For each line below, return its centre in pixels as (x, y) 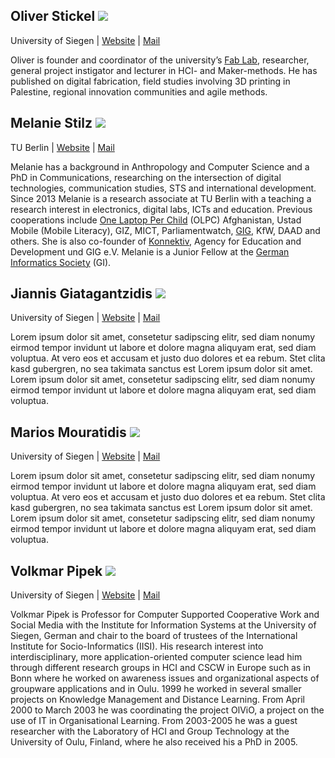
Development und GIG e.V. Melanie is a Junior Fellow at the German (150, 251)
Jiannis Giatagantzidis (81, 294)
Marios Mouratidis (68, 432)
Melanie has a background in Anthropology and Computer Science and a (160, 166)
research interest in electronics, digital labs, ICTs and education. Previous (161, 209)
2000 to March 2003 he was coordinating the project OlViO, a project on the (167, 710)
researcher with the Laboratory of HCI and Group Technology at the (150, 731)
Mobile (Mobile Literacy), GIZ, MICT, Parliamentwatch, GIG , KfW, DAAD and (165, 230)
